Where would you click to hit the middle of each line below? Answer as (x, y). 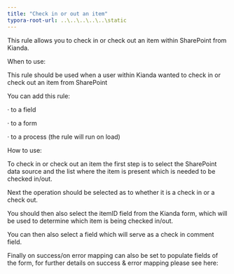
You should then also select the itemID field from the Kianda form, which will (117, 213)
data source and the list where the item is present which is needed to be (111, 171)
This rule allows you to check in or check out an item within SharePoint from (117, 40)
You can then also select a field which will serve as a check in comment (111, 234)
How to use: (25, 150)
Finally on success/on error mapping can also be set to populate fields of (113, 255)
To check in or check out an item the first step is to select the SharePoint (112, 164)
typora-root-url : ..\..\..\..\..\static (67, 20)
